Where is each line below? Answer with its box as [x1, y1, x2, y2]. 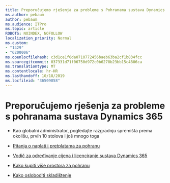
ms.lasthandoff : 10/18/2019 [5, 74, 65, 79]
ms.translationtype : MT [5, 64, 56, 69]
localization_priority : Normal [5, 36, 72, 41]
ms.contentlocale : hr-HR [5, 69, 58, 74]
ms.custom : [5, 41, 29, 46]
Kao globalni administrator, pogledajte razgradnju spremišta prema [12, 127, 153, 133]
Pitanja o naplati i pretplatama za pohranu [12, 142, 100, 149]
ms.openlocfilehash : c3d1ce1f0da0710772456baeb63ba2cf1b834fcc [5, 54, 143, 60]
